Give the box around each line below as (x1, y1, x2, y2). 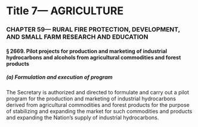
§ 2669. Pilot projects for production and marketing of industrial (6, 47, 168, 55)
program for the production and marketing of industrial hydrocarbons (6, 95, 177, 102)
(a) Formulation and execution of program (6, 74, 113, 81)
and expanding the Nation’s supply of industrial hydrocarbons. (6, 114, 159, 121)
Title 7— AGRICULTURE (6, 4, 124, 18)
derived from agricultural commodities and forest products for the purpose (6, 101, 190, 108)
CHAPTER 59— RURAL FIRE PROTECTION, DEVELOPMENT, (6, 26, 180, 34)
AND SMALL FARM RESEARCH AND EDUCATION (6, 33, 148, 41)
